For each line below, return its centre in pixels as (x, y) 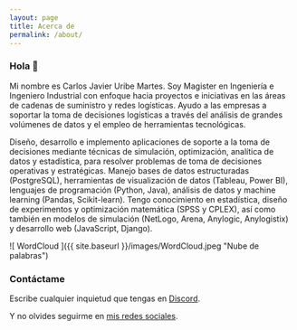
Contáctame (37, 278)
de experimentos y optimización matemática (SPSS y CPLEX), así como (143, 209)
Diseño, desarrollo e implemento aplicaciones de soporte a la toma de (139, 142)
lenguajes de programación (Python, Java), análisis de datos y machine (143, 190)
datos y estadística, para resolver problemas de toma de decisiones (136, 161)
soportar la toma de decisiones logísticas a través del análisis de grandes (146, 115)
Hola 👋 (24, 66)
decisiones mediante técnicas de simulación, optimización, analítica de (142, 151)
